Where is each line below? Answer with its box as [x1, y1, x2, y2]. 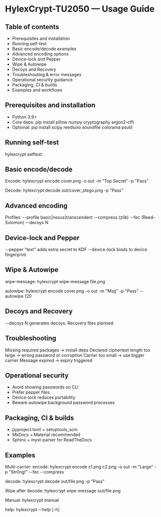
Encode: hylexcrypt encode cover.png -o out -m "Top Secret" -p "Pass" [5, 178, 149, 184]
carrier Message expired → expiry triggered [5, 357, 93, 363]
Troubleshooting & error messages [12, 72, 81, 77]
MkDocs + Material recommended [12, 432, 81, 437]
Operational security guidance [12, 77, 73, 82]
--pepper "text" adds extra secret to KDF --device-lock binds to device [5, 246, 147, 253]
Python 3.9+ [12, 114, 37, 120]
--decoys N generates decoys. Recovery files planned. [5, 320, 115, 326]
